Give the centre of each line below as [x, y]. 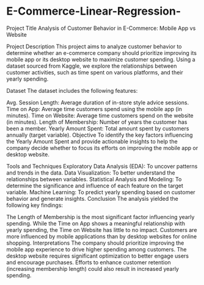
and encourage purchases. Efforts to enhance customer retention [89, 262]
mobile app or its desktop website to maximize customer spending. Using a [101, 59]
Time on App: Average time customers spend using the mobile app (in [94, 109]
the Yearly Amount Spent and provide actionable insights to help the [92, 141]
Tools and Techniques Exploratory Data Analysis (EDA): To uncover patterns [102, 166]
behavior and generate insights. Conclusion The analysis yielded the [93, 198]
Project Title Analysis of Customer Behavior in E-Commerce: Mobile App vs [101, 28]
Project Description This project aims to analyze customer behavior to [94, 46]
